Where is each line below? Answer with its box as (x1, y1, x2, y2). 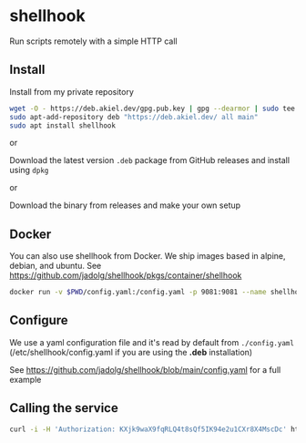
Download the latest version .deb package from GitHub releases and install (9, 155, 290, 166)
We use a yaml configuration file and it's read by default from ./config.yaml (9, 336, 294, 347)
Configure (9, 313, 68, 328)
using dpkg (9, 165, 49, 176)
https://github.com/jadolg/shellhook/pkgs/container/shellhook (9, 270, 242, 281)
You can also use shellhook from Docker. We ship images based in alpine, (9, 251, 286, 262)
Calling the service (9, 400, 118, 416)
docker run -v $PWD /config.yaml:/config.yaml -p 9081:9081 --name (9, 288, 267, 297)
